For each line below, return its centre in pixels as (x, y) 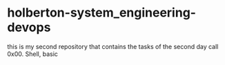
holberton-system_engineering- (102, 13)
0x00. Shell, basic (33, 54)
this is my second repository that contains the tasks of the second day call (113, 46)
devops (29, 27)
